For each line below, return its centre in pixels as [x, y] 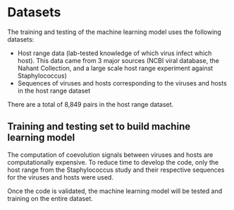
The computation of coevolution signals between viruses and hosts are [110, 154]
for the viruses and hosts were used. [61, 177]
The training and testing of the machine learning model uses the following [115, 32]
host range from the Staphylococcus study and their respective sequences [116, 170]
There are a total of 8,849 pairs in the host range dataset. [91, 104]
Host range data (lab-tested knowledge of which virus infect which [115, 53]
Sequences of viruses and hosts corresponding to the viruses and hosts [122, 83]
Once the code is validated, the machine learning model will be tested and [115, 191]
